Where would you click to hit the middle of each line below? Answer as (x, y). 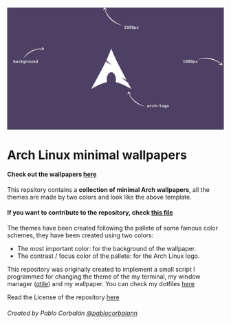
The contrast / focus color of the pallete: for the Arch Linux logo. (108, 256)
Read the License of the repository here (63, 297)
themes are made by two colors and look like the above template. (100, 197)
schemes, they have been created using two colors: (80, 235)
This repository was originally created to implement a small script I (101, 270)
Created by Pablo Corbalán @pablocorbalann (72, 313)
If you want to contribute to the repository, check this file (90, 213)
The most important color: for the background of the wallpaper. (107, 249)
